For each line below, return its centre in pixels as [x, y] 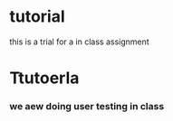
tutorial [37, 17]
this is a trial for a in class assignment [79, 42]
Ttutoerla [44, 78]
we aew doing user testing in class [87, 107]
